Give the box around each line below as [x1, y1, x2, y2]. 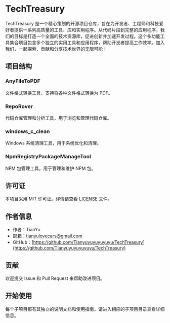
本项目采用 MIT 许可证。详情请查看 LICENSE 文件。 [5, 196, 112, 202]
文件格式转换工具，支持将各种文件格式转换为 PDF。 [5, 90, 113, 96]
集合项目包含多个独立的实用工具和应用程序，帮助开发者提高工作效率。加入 [9, 39, 165, 46]
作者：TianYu [12, 227, 40, 233]
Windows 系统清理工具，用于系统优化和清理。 [5, 140, 101, 146]
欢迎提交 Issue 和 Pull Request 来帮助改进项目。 [5, 275, 105, 281]
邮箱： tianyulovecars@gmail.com [12, 233, 82, 239]
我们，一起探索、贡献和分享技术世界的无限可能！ [5, 46, 107, 52]
